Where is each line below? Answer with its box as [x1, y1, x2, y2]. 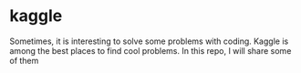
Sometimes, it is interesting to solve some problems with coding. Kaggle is [9, 36, 289, 47]
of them [9, 55, 39, 66]
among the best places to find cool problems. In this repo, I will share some [9, 45, 292, 56]
